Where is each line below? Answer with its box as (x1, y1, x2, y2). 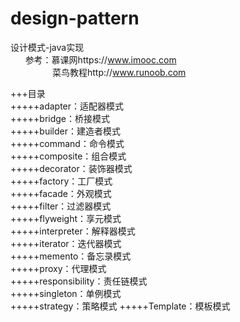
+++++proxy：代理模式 (10, 262, 107, 274)
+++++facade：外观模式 (10, 187, 112, 199)
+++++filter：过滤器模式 (10, 200, 112, 212)
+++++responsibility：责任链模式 (10, 275, 148, 287)
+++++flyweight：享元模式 (10, 212, 122, 224)
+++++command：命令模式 (10, 137, 125, 149)
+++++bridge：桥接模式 (10, 112, 111, 124)
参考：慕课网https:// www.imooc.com (24, 53, 177, 66)
